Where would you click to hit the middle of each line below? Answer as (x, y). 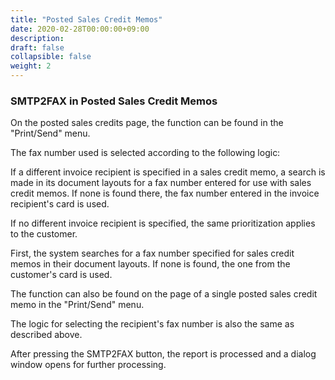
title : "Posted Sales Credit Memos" (86, 19)
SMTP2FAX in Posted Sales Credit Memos (114, 101)
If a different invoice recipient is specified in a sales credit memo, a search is (168, 172)
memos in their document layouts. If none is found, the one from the (150, 264)
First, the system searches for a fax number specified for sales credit (152, 253)
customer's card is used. (61, 275)
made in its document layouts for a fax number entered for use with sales (161, 183)
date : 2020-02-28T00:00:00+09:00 (80, 29)
